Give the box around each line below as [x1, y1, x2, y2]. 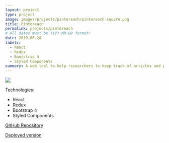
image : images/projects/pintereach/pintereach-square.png [5, 17, 129, 22]
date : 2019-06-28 [5, 36, 42, 41]
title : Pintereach [5, 21, 44, 27]
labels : [5, 40, 22, 45]
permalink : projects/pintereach [5, 26, 73, 31]
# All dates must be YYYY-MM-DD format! [5, 31, 92, 36]
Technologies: [5, 87, 35, 93]
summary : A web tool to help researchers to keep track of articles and [5, 63, 161, 68]
